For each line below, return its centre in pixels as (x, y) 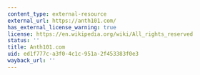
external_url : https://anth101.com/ (62, 21)
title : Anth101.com (36, 47)
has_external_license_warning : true (62, 27)
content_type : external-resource (57, 14)
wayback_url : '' (31, 61)
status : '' (24, 41)
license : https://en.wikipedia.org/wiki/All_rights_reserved (100, 34)
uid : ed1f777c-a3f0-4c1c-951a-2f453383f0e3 (73, 54)
